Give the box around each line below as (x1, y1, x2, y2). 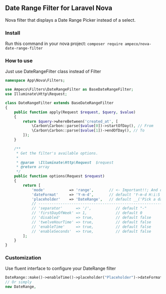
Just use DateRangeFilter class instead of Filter (5, 69, 101, 75)
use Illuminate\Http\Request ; (5, 91, 68, 97)
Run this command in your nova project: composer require (5, 41, 123, 46)
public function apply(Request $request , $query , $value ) (14, 110, 136, 115)
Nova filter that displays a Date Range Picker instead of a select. (5, 17, 136, 23)
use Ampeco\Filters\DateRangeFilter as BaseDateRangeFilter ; (5, 87, 134, 92)
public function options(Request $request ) (14, 174, 105, 179)
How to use (5, 57, 33, 64)
